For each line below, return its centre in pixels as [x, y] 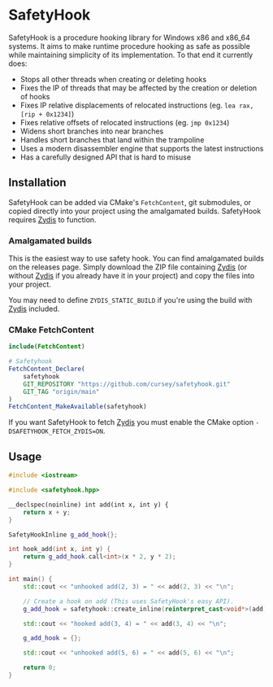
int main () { [30, 580]
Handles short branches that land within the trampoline [112, 139]
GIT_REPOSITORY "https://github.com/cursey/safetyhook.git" [127, 384]
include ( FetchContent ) [47, 347]
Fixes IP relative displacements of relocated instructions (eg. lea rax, [137, 105]
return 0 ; [40, 668]
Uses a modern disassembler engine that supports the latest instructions [142, 148]
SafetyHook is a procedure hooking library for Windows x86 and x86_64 [129, 37]
